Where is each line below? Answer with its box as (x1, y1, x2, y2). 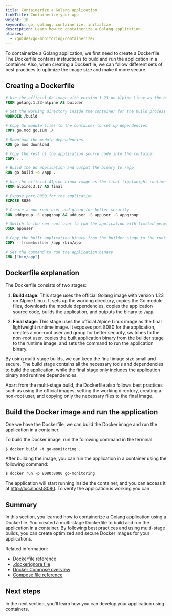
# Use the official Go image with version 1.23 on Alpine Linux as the (5, 95, 161, 100)
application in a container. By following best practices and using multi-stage (5, 525, 165, 531)
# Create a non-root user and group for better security (5, 207, 130, 213)
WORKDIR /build (5, 114, 38, 119)
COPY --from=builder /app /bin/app (5, 240, 81, 245)
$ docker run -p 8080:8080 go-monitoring (5, 471, 95, 476)
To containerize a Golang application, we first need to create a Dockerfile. (5, 50, 161, 56)
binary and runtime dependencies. (5, 372, 78, 378)
